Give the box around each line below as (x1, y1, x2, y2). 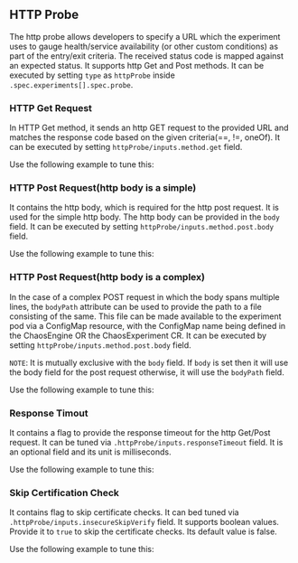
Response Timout (9, 407, 88, 419)
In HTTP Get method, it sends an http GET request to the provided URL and (9, 122, 289, 134)
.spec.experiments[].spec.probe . (9, 79, 134, 89)
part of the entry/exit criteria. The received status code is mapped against (9, 50, 284, 61)
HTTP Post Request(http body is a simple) (9, 182, 197, 194)
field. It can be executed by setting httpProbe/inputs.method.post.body (9, 221, 275, 232)
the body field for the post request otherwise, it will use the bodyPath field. (9, 366, 284, 378)
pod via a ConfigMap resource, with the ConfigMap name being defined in (9, 320, 286, 331)
